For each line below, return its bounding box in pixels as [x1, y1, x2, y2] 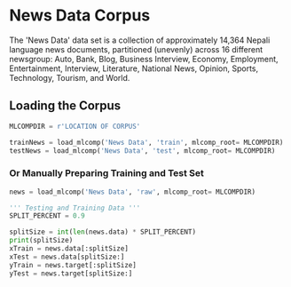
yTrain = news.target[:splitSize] [9, 260, 138, 269]
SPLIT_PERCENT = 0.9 [9, 211, 86, 220]
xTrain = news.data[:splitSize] [9, 244, 129, 253]
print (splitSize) [9, 236, 74, 245]
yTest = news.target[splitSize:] [9, 268, 133, 278]
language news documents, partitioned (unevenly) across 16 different [9, 44, 263, 54]
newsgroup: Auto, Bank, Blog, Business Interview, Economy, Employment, [9, 53, 279, 64]
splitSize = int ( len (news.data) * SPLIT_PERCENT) [9, 227, 197, 236]
